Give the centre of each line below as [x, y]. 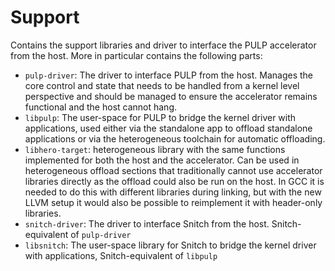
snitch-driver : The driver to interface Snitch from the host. [147, 223]
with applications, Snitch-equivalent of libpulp [121, 255]
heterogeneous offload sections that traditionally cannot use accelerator [173, 170]
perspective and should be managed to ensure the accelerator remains [171, 96]
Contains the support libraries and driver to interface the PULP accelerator [163, 45]
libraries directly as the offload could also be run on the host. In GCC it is [174, 181]
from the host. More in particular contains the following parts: [136, 55]
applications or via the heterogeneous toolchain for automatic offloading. [175, 138]
